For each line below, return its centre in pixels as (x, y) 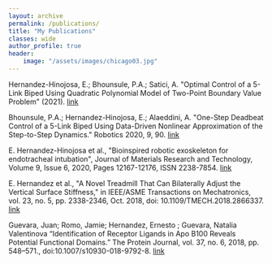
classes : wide (32, 39)
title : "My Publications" (52, 31)
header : (22, 54)
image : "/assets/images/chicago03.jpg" (91, 62)
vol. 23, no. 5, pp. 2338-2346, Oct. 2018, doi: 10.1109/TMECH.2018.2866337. (136, 201)
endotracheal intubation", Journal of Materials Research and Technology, (131, 158)
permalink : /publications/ (54, 24)
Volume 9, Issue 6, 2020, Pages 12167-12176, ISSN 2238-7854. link (120, 167)
